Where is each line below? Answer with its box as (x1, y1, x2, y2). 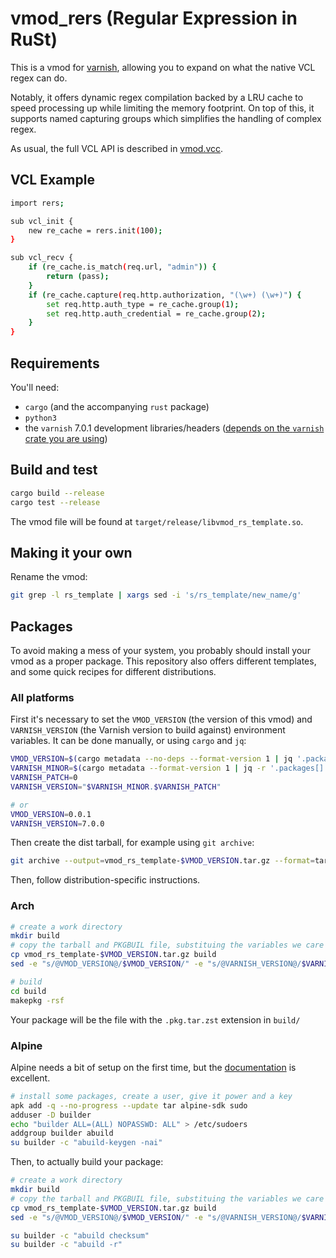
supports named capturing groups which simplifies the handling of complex (10, 112, 322, 124)
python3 (24, 413, 57, 423)
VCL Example (10, 172, 95, 189)
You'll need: (10, 381, 60, 393)
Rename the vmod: (10, 571, 88, 583)
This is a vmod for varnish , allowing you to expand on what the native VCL (10, 61, 316, 73)
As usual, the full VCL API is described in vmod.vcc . (10, 142, 224, 154)
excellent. (10, 1072, 51, 1084)
